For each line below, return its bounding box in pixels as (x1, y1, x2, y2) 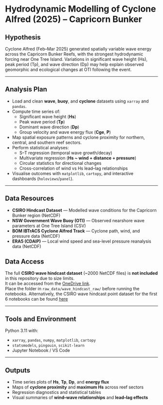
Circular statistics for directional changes (19, 160, 102, 166)
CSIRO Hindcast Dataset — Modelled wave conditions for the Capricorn (12, 207, 157, 213)
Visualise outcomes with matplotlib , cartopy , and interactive (12, 170, 134, 176)
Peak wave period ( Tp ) (19, 119, 65, 124)
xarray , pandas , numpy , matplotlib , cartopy (12, 337, 96, 343)
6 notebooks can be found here (5, 296, 68, 302)
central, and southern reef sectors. (12, 140, 82, 145)
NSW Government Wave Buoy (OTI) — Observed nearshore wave (12, 217, 145, 223)
